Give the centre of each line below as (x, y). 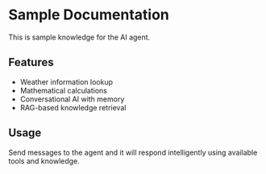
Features (31, 62)
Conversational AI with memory (72, 99)
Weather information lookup (66, 81)
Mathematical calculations (63, 90)
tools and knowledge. (44, 161)
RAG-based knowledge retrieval (73, 107)
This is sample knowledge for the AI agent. (79, 37)
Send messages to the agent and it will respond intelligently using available (133, 152)
